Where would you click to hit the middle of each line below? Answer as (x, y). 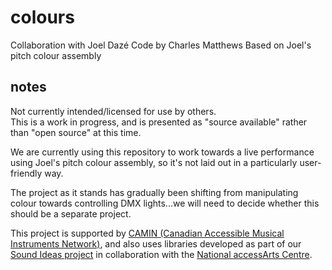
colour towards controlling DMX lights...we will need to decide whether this (165, 203)
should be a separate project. (71, 213)
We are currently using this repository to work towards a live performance (162, 152)
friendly (26, 173)
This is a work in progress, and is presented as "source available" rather (159, 122)
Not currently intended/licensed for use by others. (113, 111)
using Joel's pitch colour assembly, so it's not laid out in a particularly (154, 162)
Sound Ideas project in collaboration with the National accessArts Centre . (161, 254)
